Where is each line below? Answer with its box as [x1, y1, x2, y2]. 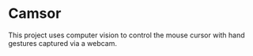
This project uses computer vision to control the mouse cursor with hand [8, 30, 245, 40]
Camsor [8, 5, 62, 23]
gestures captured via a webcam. [8, 38, 117, 47]
